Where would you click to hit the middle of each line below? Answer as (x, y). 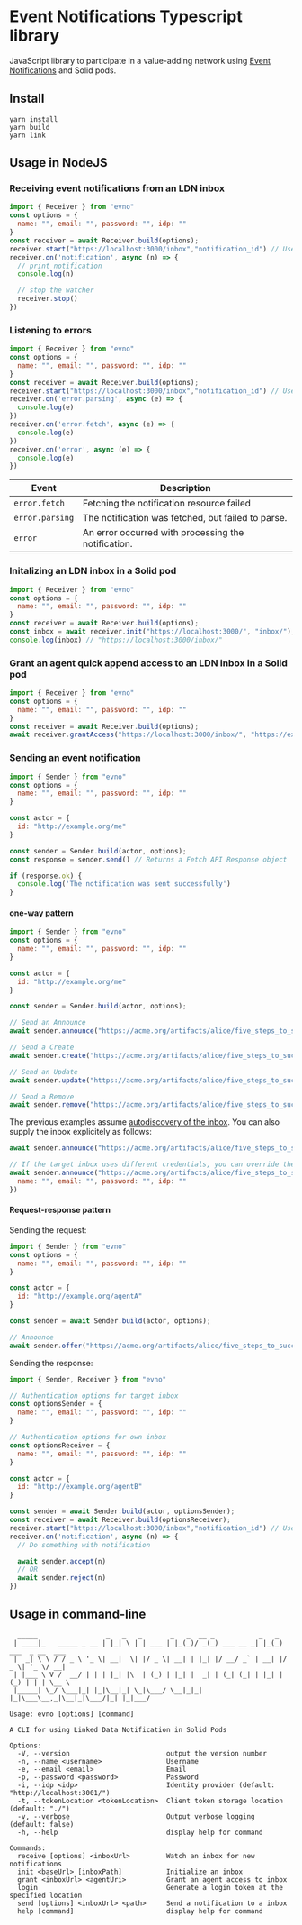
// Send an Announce (48, 1023)
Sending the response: (51, 1363)
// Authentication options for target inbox (94, 1396)
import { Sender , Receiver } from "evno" (88, 1379)
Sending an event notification (75, 758)
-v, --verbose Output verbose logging (136, 1816)
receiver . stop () (48, 299)
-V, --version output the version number (142, 1753)
